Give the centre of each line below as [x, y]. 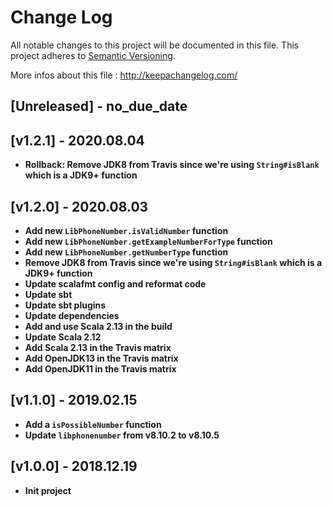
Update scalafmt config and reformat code [115, 283]
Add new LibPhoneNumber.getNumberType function [126, 252]
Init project [48, 490]
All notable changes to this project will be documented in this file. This [155, 45]
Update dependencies [72, 315]
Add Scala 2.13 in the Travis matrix [98, 347]
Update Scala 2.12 [63, 337]
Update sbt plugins [65, 305]
